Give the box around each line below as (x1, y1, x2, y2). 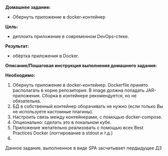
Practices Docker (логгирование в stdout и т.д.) (12, 130, 113, 136)
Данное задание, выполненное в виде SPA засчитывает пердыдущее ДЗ (5, 145, 162, 151)
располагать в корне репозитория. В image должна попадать (12, 87, 145, 93)
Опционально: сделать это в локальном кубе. (12, 119, 112, 125)
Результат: (5, 43, 29, 49)
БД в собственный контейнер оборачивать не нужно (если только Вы (12, 103, 163, 109)
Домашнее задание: (5, 5, 51, 10)
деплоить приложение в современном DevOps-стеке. (12, 34, 129, 39)
